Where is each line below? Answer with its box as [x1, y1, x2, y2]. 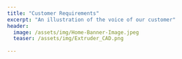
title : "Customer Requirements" [7, 9, 99, 17]
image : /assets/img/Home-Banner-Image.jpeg [13, 28, 139, 36]
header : [7, 22, 29, 29]
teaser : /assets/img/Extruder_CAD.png [13, 35, 125, 42]
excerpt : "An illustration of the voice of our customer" [7, 16, 176, 23]
